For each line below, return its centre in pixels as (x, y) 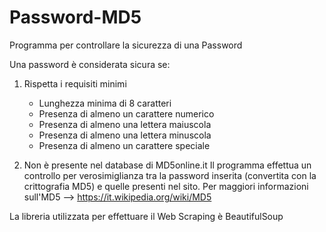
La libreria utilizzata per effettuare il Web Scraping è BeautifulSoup (146, 216)
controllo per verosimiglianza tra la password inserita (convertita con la (170, 175)
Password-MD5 (75, 17)
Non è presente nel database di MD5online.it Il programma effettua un (167, 165)
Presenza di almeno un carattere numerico (126, 113)
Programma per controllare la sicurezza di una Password (126, 45)
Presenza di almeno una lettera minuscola (125, 135)
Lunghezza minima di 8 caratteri (105, 103)
